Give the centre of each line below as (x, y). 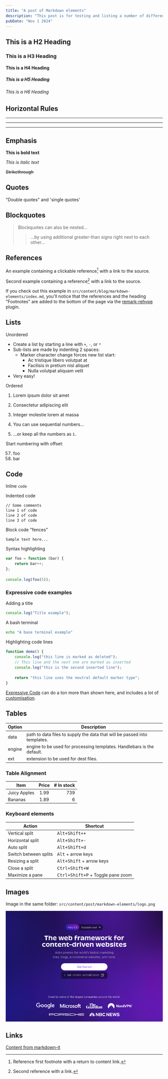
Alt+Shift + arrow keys (83, 861)
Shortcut (94, 826)
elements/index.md (25, 297)
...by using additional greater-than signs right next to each (90, 237)
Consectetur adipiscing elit (40, 405)
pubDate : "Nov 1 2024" (29, 21)
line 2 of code (21, 516)
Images (17, 892)
